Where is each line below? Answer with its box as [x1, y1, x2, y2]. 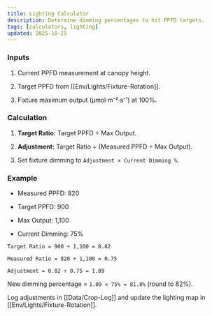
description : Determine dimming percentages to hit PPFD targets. [7, 17, 205, 24]
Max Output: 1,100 [17, 216, 69, 225]
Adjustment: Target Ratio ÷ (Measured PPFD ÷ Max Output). [17, 142, 193, 151]
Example [7, 173, 38, 183]
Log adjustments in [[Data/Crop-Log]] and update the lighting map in [7, 294, 206, 302]
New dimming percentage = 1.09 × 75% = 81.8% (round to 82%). [7, 280, 194, 288]
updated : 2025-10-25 [7, 29, 68, 37]
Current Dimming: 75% [17, 230, 84, 238]
